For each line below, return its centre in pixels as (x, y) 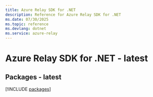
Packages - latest (33, 77)
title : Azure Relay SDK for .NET (41, 10)
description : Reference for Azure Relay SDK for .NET (63, 15)
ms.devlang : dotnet (26, 29)
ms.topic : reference (27, 24)
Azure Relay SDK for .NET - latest (77, 58)
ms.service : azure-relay (31, 33)
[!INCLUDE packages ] (28, 89)
